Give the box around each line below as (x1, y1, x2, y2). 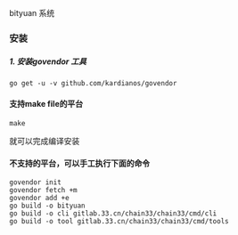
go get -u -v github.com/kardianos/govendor (9, 78, 177, 87)
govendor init (9, 178, 62, 187)
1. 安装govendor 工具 (9, 56, 87, 67)
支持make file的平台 (9, 99, 83, 109)
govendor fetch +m (9, 186, 78, 195)
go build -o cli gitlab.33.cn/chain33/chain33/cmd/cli (9, 209, 217, 218)
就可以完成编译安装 (9, 136, 80, 147)
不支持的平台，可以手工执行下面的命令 (9, 158, 150, 168)
